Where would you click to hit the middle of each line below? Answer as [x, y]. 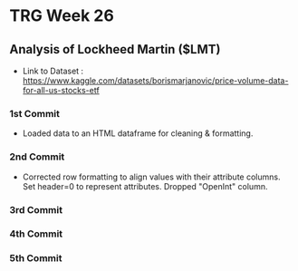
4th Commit [36, 234]
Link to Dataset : [53, 71]
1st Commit [35, 113]
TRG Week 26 [62, 16]
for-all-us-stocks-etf [61, 90]
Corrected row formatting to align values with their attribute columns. [151, 177]
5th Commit [36, 258]
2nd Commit [37, 157]
